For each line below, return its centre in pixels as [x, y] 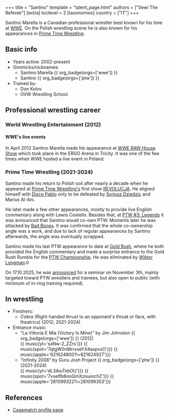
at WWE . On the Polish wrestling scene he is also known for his [71, 28]
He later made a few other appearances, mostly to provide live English [79, 209]
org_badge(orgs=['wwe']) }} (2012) [57, 339]
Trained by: [24, 83]
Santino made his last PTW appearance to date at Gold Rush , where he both [85, 246]
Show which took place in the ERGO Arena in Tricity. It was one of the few [82, 154]
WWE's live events [26, 136]
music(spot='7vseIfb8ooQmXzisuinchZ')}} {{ [67, 376]
